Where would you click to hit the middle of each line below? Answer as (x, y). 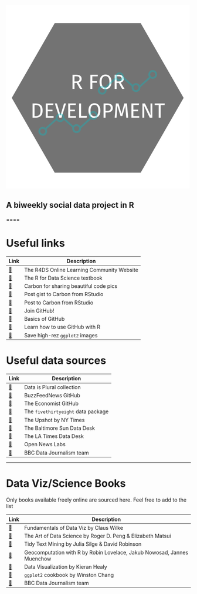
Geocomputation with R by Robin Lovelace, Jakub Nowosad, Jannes (106, 552)
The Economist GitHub (52, 404)
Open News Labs (45, 444)
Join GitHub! (39, 310)
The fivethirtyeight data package (67, 412)
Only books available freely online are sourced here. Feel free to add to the (96, 500)
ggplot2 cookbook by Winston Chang (69, 575)
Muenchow (38, 559)
